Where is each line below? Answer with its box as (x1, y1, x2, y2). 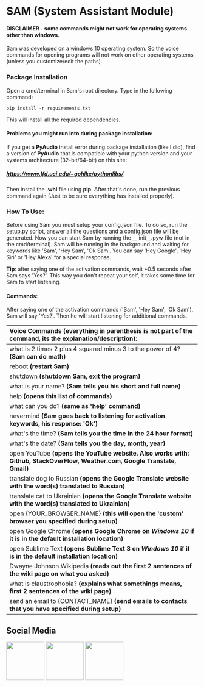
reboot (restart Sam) (9, 362, 70, 371)
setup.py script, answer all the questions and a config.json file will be (6, 227, 179, 235)
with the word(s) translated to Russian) (9, 482, 126, 490)
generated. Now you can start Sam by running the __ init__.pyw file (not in (6, 234, 190, 241)
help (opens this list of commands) (9, 392, 112, 401)
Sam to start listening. (6, 279, 61, 286)
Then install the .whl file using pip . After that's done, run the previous (6, 185, 180, 193)
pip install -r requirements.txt (6, 105, 91, 111)
